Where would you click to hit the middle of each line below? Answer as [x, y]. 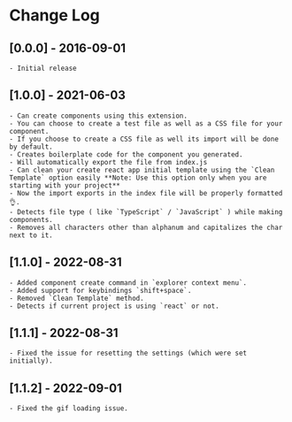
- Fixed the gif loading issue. [69, 409]
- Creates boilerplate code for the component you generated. [126, 154]
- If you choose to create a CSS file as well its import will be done [144, 139]
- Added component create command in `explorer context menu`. [128, 283]
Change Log [54, 15]
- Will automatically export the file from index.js [108, 162]
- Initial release [43, 68]
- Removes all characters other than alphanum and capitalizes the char [146, 227]
